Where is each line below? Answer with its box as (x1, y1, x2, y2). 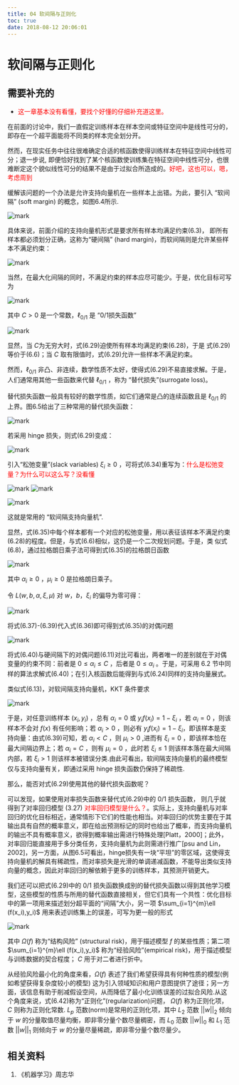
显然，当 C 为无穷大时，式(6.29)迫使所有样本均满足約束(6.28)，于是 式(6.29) (7, 341, 231, 350)
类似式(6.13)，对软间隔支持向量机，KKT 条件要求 (7, 684, 150, 693)
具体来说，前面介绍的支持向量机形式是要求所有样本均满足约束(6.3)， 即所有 (7, 226, 229, 235)
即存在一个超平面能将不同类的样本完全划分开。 (7, 131, 144, 140)
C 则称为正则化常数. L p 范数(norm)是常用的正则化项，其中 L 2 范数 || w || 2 (7, 1005, 218, 1016)
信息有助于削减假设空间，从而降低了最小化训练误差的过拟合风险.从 (26, 987, 222, 996)
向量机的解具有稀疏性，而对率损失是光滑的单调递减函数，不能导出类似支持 (13, 857, 232, 865)
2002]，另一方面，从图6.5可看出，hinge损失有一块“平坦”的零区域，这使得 (7, 848, 225, 856)
